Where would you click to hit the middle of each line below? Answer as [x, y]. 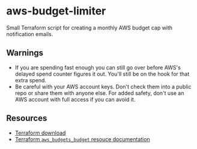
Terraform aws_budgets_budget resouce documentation [82, 139]
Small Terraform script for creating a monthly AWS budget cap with [89, 28]
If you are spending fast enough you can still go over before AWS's [98, 67]
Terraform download [40, 133]
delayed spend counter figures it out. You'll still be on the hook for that [102, 74]
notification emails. [30, 34]
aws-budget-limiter [56, 11]
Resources [27, 118]
